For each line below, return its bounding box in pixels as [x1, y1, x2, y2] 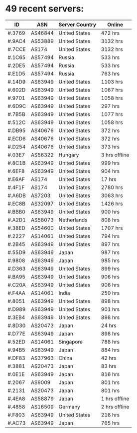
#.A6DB [7, 192, 26, 199]
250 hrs [101, 289, 120, 296]
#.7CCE [7, 45, 26, 52]
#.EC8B [7, 200, 26, 207]
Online [107, 21, 124, 28]
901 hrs [101, 305, 120, 312]
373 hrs [101, 143, 120, 150]
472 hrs [101, 29, 120, 36]
